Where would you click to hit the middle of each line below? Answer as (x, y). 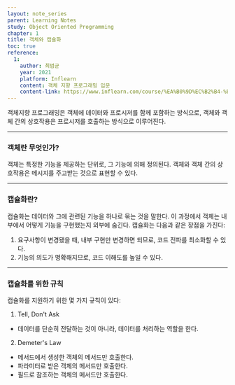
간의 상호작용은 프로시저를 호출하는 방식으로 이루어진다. (90, 121)
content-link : (40, 92)
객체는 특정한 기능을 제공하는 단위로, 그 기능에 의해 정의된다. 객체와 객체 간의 (112, 164)
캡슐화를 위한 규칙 (36, 283)
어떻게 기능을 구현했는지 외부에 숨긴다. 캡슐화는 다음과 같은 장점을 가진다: (126, 225)
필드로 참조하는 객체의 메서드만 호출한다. (72, 374)
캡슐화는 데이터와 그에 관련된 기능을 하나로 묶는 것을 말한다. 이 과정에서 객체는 (114, 216)
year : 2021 (36, 72)
